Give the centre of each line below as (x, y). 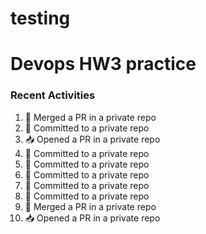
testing (40, 18)
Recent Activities (53, 95)
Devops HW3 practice (103, 64)
